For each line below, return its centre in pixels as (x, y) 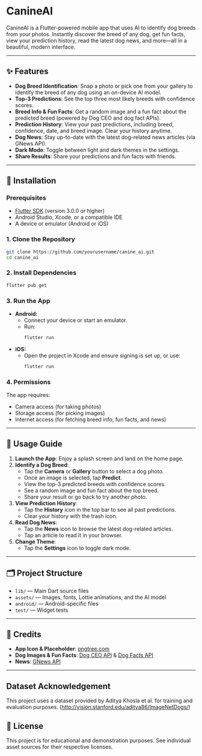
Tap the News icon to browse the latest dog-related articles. (98, 529)
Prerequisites (26, 198)
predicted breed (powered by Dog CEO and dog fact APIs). (88, 118)
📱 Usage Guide (35, 444)
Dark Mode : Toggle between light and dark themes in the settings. (97, 150)
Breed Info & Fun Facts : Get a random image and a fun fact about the (101, 111)
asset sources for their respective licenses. (60, 747)
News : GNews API (38, 662)
